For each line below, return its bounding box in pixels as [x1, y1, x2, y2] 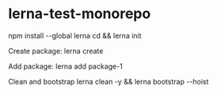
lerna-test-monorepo [8, 5, 151, 23]
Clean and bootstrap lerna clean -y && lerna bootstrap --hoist [8, 77, 209, 86]
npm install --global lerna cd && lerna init [8, 31, 142, 40]
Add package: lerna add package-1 [8, 61, 123, 71]
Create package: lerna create [8, 46, 104, 55]
